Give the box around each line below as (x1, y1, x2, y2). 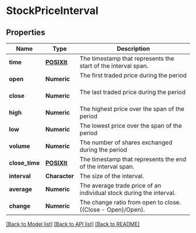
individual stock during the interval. (79, 189, 176, 197)
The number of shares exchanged (79, 138, 173, 147)
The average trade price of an (79, 182, 162, 189)
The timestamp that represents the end (79, 155, 187, 163)
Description (116, 45, 150, 53)
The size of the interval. (79, 172, 145, 180)
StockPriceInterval (6, 4, 99, 18)
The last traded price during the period (79, 88, 185, 96)
